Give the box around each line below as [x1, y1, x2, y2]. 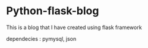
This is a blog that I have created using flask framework [6, 24, 142, 31]
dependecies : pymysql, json [6, 35, 77, 42]
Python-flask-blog [6, 4, 99, 18]
